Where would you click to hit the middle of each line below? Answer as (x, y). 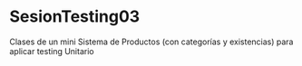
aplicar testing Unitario (52, 51)
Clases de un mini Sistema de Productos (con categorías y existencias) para (151, 42)
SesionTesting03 (75, 17)
